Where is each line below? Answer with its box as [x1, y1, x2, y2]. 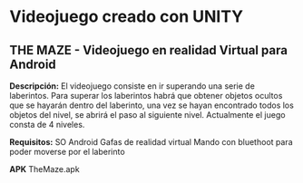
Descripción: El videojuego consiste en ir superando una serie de [9, 81, 256, 91]
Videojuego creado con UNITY [9, 6, 243, 27]
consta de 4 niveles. [9, 120, 85, 130]
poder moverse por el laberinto [9, 147, 125, 157]
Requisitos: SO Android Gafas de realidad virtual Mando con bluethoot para [9, 137, 293, 147]
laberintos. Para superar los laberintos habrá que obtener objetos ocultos [9, 91, 283, 101]
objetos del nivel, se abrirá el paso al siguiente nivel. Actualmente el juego [9, 110, 286, 120]
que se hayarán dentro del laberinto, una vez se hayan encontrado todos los [9, 100, 295, 111]
